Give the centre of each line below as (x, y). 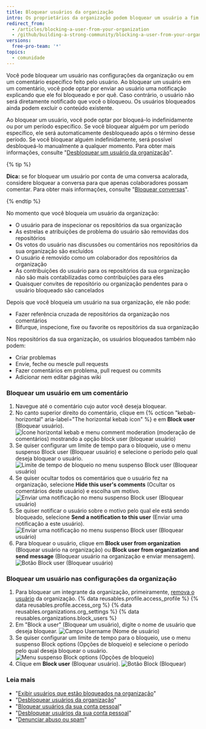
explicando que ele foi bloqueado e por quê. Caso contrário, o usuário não (100, 95)
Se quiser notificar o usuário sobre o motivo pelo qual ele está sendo (102, 510)
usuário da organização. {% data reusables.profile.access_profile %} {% (107, 599)
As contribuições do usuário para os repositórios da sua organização (102, 270)
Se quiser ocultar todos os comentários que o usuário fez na (92, 478)
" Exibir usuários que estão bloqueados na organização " (86, 693)
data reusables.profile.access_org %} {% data (73, 605)
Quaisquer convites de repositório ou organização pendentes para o (101, 284)
